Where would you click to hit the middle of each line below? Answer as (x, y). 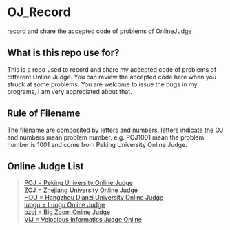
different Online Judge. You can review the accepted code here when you (112, 77)
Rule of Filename (44, 114)
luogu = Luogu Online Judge (64, 205)
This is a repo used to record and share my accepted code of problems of (112, 69)
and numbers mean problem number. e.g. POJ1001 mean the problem (106, 137)
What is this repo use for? (63, 53)
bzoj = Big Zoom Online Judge (67, 212)
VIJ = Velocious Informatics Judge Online (83, 220)
